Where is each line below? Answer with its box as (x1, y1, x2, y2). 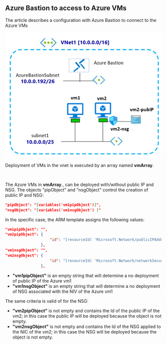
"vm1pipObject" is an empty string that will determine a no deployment (12, 272, 159, 278)
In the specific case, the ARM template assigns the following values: (5, 216, 145, 223)
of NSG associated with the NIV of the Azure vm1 (12, 288, 113, 294)
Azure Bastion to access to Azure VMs (5, 4, 127, 12)
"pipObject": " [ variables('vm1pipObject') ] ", (5, 202, 101, 207)
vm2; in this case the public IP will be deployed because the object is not (12, 313, 162, 319)
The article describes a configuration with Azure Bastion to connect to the (5, 17, 157, 23)
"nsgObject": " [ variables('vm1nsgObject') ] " (5, 207, 101, 213)
